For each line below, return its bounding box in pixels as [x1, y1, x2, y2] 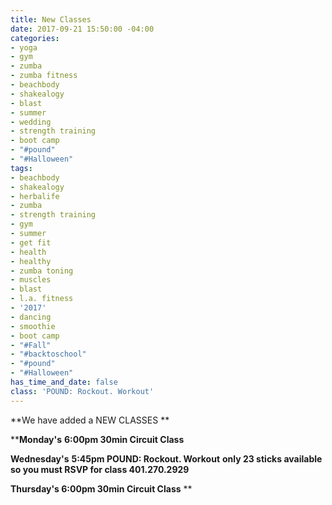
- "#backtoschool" [10, 349, 87, 360]
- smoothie [10, 321, 56, 331]
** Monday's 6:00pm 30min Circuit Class [10, 433, 185, 445]
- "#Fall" [10, 340, 52, 350]
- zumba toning [10, 266, 74, 276]
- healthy [10, 256, 52, 266]
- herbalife [10, 191, 60, 201]
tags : [10, 163, 33, 173]
